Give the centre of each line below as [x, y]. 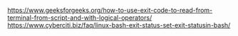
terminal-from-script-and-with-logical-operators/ [80, 18]
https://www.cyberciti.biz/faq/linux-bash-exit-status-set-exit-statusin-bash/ [119, 25]
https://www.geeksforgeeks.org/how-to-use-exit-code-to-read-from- [110, 10]
